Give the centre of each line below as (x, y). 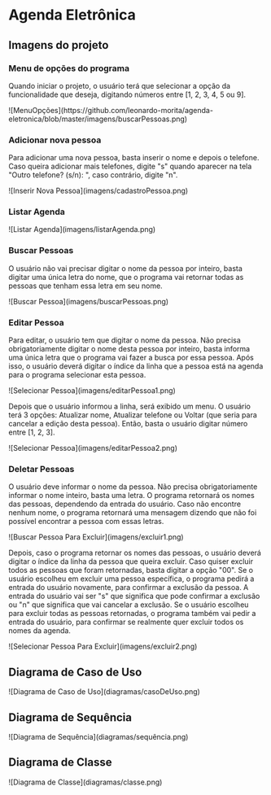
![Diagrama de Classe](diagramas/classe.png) (85, 782)
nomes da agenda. (40, 631)
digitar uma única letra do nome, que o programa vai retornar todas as (126, 277)
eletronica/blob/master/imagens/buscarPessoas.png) (98, 119)
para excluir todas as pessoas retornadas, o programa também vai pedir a (132, 614)
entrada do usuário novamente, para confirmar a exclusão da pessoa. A (129, 588)
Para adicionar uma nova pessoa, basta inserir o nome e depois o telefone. (134, 158)
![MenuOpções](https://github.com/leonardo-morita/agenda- (111, 110)
